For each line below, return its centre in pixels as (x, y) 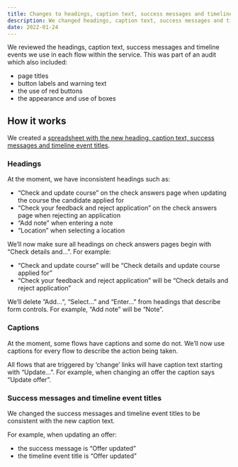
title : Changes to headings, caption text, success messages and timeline (120, 14)
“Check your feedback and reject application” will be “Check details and (123, 281)
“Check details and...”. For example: (59, 252)
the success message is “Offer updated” (77, 449)
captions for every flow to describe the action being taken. (93, 351)
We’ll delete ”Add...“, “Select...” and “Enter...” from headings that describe (114, 302)
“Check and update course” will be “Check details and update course (119, 266)
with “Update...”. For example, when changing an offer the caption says (111, 372)
